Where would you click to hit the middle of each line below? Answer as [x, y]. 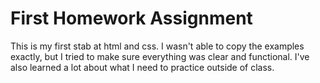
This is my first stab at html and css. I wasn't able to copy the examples [157, 46]
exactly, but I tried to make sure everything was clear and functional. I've [160, 56]
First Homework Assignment [131, 18]
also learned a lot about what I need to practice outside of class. [142, 67]
